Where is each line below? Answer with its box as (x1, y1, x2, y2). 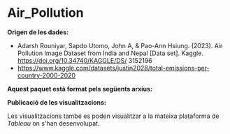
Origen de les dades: (7, 28, 69, 36)
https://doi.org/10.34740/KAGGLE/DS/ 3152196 (17, 56, 152, 64)
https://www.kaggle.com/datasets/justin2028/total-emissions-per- (17, 64, 210, 72)
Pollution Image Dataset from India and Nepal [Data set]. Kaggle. (17, 49, 204, 57)
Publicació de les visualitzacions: (7, 98, 106, 106)
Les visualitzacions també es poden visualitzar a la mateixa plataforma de (7, 112, 220, 120)
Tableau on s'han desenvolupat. (7, 119, 100, 127)
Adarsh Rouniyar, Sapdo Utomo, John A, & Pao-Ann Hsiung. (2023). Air (17, 41, 223, 50)
